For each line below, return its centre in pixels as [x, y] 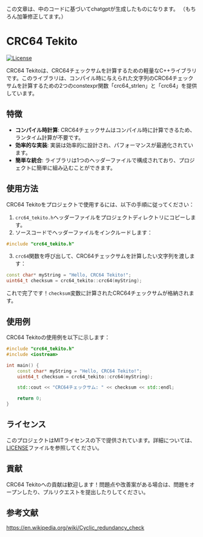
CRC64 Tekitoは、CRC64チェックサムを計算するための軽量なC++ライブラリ [101, 70]
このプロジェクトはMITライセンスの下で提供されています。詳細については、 [101, 440]
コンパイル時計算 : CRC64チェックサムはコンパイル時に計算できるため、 [105, 130]
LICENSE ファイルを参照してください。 [55, 447]
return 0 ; [30, 398]
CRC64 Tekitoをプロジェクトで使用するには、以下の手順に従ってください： [101, 204]
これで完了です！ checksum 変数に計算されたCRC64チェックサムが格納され [98, 293]
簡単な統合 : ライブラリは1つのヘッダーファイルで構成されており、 [97, 160]
